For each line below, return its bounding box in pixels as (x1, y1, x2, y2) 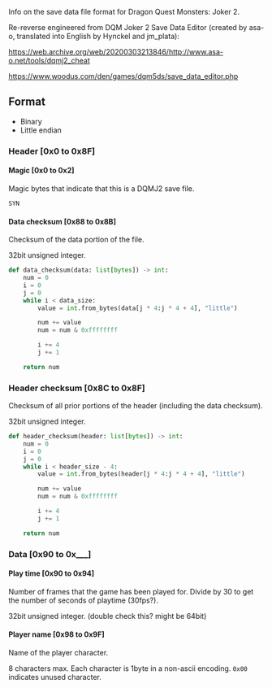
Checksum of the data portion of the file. (8, 235, 145, 245)
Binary (19, 116, 42, 126)
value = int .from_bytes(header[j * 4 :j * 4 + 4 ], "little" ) (37, 470, 245, 478)
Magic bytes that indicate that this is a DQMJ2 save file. (8, 183, 195, 194)
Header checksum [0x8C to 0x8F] (8, 382, 146, 394)
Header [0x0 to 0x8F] (8, 146, 96, 157)
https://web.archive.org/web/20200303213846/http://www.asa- (8, 47, 223, 56)
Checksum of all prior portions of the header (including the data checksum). (8, 401, 263, 411)
